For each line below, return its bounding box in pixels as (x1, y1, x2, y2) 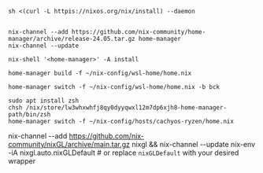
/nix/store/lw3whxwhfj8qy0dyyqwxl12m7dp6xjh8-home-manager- (25, 104, 227, 112)
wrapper (8, 156, 36, 165)
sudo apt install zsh (8, 97, 80, 105)
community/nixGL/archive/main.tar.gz (8, 140, 130, 149)
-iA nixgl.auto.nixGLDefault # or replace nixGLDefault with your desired (8, 148, 239, 157)
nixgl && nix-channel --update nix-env (131, 140, 256, 149)
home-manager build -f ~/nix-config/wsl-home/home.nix (8, 69, 192, 77)
